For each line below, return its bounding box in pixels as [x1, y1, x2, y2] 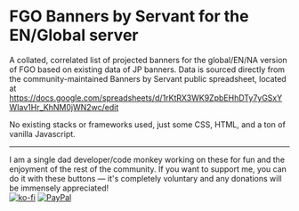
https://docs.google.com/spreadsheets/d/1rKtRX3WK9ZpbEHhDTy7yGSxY [9, 92, 283, 103]
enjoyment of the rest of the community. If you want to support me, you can [9, 163, 287, 174]
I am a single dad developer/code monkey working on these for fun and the [9, 154, 286, 165]
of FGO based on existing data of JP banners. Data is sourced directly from [9, 64, 286, 75]
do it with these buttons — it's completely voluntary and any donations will [9, 173, 282, 183]
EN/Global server [9, 25, 139, 45]
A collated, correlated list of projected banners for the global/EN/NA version [9, 54, 287, 65]
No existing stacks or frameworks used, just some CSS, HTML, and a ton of [9, 118, 287, 130]
